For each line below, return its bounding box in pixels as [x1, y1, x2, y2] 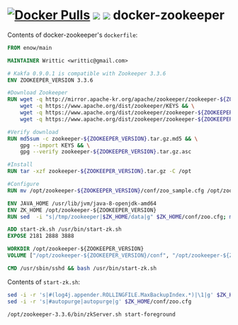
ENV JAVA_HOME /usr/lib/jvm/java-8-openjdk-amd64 [7, 199, 157, 207]
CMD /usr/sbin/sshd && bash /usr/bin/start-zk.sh [7, 265, 157, 272]
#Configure [7, 181, 40, 188]
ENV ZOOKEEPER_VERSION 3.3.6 [7, 77, 93, 84]
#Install [7, 161, 33, 168]
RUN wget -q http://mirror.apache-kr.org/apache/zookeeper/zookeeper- [7, 96, 220, 103]
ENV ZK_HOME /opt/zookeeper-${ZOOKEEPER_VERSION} [7, 206, 157, 214]
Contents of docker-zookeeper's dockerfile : [7, 31, 138, 39]
